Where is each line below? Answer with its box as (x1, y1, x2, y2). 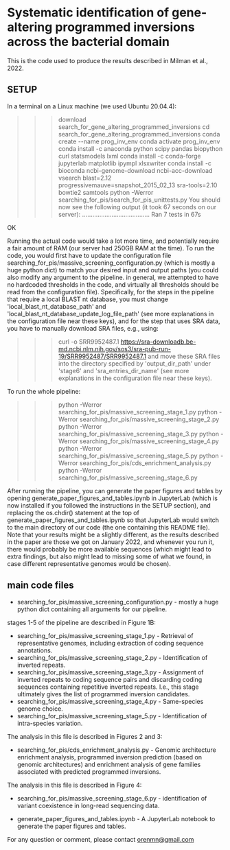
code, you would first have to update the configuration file (7, 251, 172, 259)
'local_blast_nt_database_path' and (7, 302, 106, 310)
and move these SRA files (147, 352, 221, 360)
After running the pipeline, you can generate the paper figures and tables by (7, 486, 222, 495)
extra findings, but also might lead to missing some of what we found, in (7, 552, 211, 560)
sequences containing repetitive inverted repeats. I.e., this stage (16, 683, 199, 691)
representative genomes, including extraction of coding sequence (16, 639, 204, 647)
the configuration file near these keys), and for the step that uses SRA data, (7, 317, 221, 325)
